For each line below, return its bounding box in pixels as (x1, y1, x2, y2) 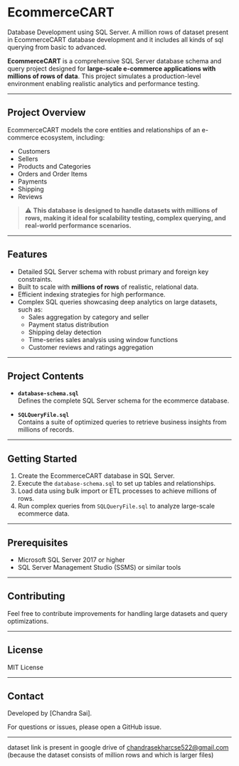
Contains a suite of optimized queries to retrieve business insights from (17, 417, 227, 427)
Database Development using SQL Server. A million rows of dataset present (7, 28, 229, 36)
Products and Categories (17, 161, 91, 171)
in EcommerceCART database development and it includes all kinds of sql (7, 35, 224, 43)
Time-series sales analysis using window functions (28, 335, 179, 344)
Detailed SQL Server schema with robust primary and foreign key (17, 267, 208, 276)
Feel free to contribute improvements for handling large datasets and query (7, 609, 228, 617)
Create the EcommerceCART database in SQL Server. (17, 472, 175, 480)
